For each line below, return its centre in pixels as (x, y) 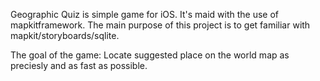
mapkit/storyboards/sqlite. (65, 35)
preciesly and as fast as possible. (79, 65)
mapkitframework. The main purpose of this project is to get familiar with (160, 25)
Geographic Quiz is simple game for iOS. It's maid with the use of (145, 14)
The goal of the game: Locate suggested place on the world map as (150, 55)
